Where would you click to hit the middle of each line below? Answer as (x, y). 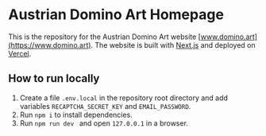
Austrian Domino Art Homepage (116, 15)
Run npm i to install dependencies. (76, 115)
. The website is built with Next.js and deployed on (173, 45)
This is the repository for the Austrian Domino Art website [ (104, 37)
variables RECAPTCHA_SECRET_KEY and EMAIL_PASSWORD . (105, 106)
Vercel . (20, 53)
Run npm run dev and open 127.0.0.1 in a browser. (104, 123)
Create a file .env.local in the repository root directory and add (124, 98)
